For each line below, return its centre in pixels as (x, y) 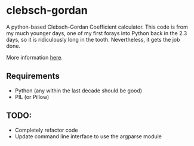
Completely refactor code (46, 130)
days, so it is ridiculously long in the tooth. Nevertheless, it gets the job (93, 39)
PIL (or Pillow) (32, 97)
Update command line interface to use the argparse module (88, 136)
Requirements (33, 76)
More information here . (34, 57)
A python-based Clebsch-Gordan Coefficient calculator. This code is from (97, 27)
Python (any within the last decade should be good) (78, 91)
